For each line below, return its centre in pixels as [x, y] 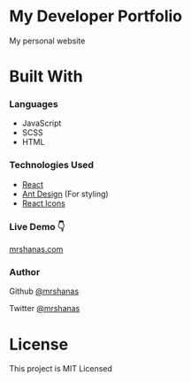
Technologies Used [52, 165]
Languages [34, 104]
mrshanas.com [36, 249]
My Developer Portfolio [96, 16]
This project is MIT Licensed [61, 369]
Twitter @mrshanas [45, 309]
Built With [46, 76]
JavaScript [42, 123]
